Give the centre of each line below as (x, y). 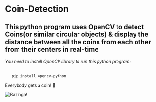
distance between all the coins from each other (78, 42)
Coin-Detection (37, 9)
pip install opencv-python (39, 76)
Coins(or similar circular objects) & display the (77, 34)
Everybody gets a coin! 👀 (30, 85)
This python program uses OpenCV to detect (75, 27)
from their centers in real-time (52, 49)
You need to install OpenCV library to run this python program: (68, 62)
